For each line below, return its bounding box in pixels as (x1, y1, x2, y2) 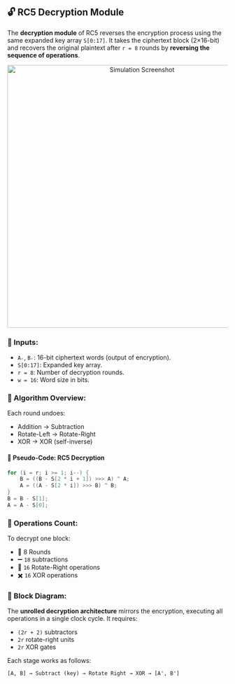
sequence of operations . (7, 50, 80, 59)
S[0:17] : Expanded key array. (17, 361, 103, 369)
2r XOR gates (17, 643, 57, 651)
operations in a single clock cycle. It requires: (7, 615, 138, 623)
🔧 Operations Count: (7, 518, 78, 528)
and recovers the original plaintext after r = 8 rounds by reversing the (7, 43, 210, 52)
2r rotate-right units (17, 636, 75, 644)
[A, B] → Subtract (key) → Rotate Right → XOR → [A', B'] (7, 670, 180, 677)
